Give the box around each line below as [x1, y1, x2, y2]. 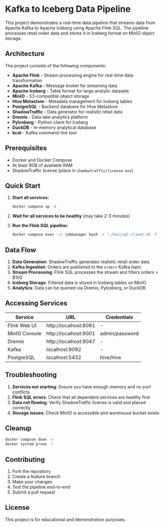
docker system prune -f [5, 441, 54, 447]
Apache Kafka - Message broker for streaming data [12, 83, 117, 88]
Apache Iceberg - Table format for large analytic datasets [12, 88, 129, 94]
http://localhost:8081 [46, 322, 95, 329]
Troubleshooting [5, 371, 57, 379]
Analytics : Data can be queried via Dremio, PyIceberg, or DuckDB [12, 285, 146, 291]
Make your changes [12, 478, 52, 485]
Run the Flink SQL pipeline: [12, 223, 69, 229]
